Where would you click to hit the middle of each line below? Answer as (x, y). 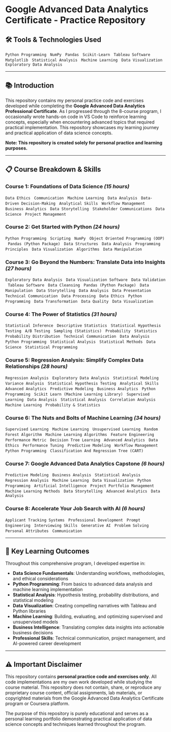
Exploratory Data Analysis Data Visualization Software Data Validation (85, 280)
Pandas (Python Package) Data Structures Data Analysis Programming (84, 244)
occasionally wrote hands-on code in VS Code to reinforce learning (76, 116)
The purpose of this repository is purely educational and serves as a (77, 714)
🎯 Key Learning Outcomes (47, 551)
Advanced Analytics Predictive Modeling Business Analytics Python (81, 389)
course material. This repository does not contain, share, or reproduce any (83, 687)
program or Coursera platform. (37, 704)
